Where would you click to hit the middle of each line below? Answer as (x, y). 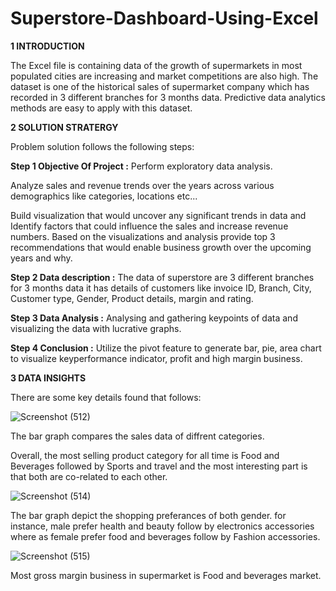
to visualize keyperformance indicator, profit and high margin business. (156, 358)
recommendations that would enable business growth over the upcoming (161, 247)
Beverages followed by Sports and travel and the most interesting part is (159, 466)
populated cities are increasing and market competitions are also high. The (164, 76)
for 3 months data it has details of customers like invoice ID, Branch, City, (161, 288)
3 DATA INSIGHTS (48, 378)
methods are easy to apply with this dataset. (101, 108)
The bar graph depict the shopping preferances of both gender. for (148, 515)
